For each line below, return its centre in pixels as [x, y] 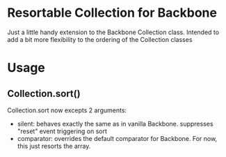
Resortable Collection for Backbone [112, 13]
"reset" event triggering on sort [62, 131]
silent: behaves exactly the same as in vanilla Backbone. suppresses [115, 124]
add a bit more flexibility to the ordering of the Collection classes [100, 39]
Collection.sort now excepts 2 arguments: [67, 110]
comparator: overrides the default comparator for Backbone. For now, [117, 138]
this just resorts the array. [54, 146]
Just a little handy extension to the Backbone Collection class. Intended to [113, 32]
